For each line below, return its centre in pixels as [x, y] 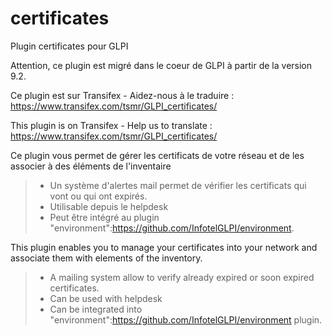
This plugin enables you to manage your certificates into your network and [164, 247]
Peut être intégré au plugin [104, 217]
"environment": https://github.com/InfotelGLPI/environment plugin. [186, 319]
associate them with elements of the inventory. [106, 258]
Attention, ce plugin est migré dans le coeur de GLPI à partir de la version [161, 65]
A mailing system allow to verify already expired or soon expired [182, 277]
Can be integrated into [96, 309]
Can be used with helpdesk [106, 298]
